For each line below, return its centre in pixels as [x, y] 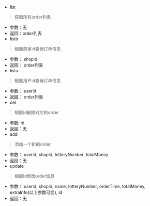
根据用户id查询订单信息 [37, 80]
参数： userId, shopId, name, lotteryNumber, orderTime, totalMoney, [78, 186]
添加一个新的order [33, 144]
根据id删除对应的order [37, 112]
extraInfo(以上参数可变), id [36, 192]
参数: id [17, 123]
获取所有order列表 [33, 17]
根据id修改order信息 [34, 176]
